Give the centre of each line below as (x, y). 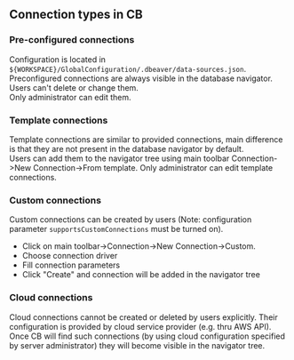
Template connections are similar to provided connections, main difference (146, 139)
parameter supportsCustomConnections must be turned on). (116, 229)
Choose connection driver (70, 256)
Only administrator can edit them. (70, 97)
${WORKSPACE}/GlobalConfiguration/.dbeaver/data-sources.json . (128, 68)
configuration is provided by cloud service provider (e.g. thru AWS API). (140, 326)
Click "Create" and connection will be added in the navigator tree (141, 275)
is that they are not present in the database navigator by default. (127, 148)
